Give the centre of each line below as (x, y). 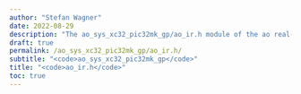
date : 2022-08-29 (42, 26)
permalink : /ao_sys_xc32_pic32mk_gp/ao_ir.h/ (95, 51)
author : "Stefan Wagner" (56, 17)
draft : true (31, 43)
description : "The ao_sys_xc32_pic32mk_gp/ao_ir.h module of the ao (140, 34)
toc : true (28, 76)
